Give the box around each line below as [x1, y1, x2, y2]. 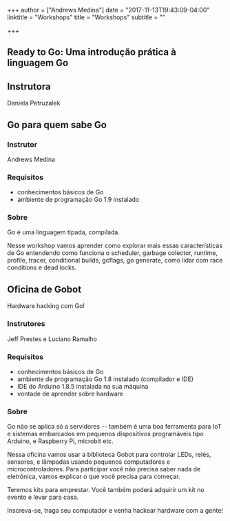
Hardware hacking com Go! [7, 302, 85, 310]
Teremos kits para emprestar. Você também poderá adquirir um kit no [7, 486, 205, 494]
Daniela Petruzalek [7, 99, 61, 108]
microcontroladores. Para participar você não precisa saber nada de [7, 465, 201, 473]
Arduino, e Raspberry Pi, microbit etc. [7, 437, 114, 445]
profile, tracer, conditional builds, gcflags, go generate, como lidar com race [7, 256, 223, 265]
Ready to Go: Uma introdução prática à [7, 46, 177, 58]
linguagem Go [7, 57, 69, 69]
